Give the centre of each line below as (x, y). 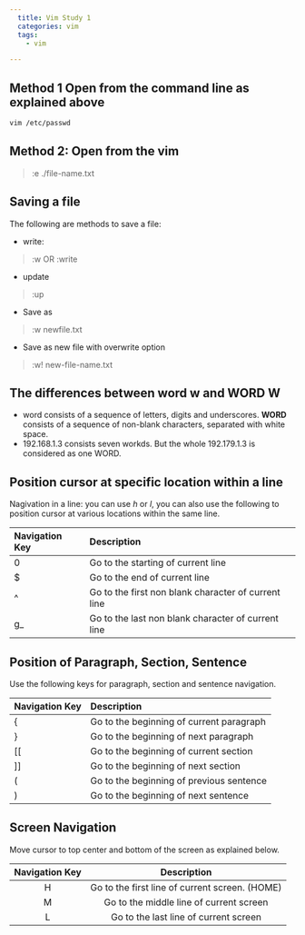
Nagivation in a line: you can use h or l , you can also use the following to (144, 504)
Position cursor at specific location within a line (147, 482)
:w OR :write (54, 259)
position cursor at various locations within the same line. (115, 513)
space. (35, 434)
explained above (57, 102)
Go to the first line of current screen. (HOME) (186, 887)
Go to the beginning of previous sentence (179, 781)
